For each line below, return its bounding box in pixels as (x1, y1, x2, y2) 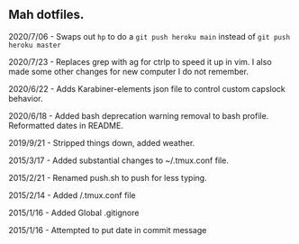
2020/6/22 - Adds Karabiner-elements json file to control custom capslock (8, 83, 285, 94)
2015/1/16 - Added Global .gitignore (8, 207, 140, 218)
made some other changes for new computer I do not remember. (8, 66, 249, 77)
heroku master (8, 41, 62, 50)
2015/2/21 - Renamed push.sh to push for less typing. (8, 172, 208, 183)
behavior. (8, 93, 43, 104)
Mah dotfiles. (8, 7, 85, 23)
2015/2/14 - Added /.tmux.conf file (8, 189, 136, 201)
